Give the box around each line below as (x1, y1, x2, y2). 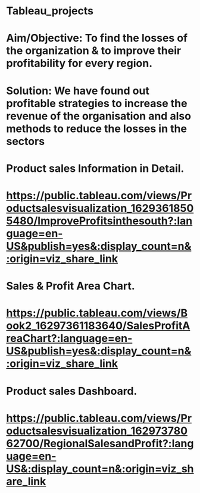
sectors (6, 134, 45, 148)
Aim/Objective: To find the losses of (6, 32, 188, 45)
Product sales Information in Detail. (6, 162, 185, 175)
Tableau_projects (6, 4, 94, 18)
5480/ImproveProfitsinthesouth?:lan (6, 214, 193, 227)
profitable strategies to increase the (6, 96, 187, 110)
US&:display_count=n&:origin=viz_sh (6, 462, 195, 475)
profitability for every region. (6, 56, 153, 70)
